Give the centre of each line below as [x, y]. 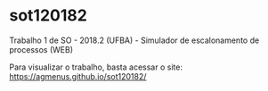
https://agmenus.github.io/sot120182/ [78, 76]
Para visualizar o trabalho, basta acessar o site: [96, 67]
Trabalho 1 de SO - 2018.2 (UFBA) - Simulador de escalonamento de [134, 40]
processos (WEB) [41, 49]
